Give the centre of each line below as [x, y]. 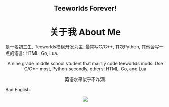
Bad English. [18, 90]
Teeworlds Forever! [85, 8]
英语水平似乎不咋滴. [85, 79]
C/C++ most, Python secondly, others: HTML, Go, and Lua [85, 69]
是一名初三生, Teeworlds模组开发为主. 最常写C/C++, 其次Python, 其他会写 [82, 47]
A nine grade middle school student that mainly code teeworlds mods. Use [85, 64]
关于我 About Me [85, 32]
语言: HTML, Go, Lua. [36, 53]
